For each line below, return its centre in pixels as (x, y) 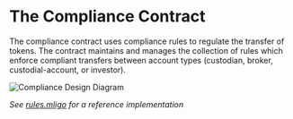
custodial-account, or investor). (67, 70)
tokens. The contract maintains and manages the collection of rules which (146, 50)
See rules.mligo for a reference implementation (97, 104)
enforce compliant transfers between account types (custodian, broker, (142, 60)
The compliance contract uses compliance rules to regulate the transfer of (147, 41)
